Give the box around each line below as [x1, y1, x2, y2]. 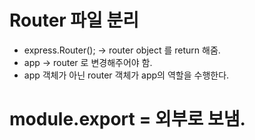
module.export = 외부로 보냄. [9, 108, 246, 131]
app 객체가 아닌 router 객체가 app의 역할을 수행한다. [23, 69, 230, 81]
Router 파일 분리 [9, 9, 140, 32]
